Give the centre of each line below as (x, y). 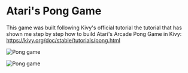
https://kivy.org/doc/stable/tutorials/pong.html (63, 40)
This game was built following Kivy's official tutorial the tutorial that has (94, 28)
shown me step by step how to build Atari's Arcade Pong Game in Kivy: (94, 34)
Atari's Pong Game (54, 11)
